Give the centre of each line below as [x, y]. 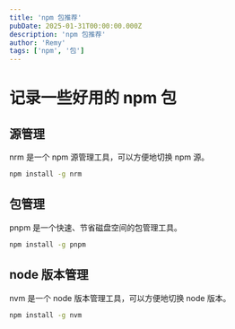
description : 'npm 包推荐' [57, 34]
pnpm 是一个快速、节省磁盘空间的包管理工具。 [96, 227]
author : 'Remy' [38, 43]
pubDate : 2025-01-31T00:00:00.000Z [76, 26]
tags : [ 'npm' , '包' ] [47, 51]
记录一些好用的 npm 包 [93, 98]
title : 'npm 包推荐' [46, 17]
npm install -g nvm [46, 315]
